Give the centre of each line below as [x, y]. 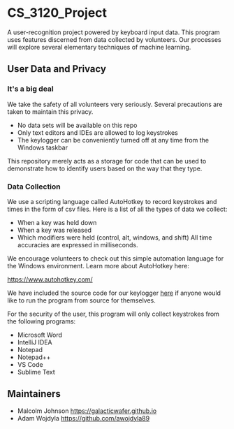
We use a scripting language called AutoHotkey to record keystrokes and [112, 201]
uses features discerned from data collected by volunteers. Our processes [114, 39]
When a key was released [54, 230]
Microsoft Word [40, 335]
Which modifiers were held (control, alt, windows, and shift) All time [115, 237]
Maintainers [34, 394]
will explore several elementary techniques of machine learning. [99, 47]
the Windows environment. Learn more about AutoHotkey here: [98, 266]
